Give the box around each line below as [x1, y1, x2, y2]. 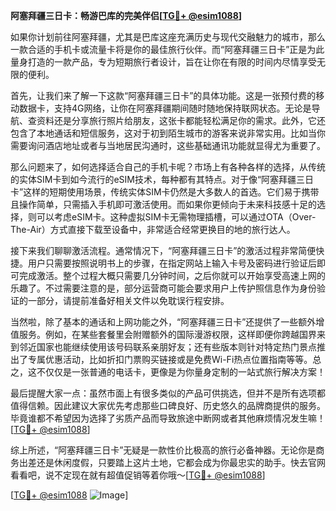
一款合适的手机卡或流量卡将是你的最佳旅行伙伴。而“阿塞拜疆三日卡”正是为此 [10, 44, 325, 55]
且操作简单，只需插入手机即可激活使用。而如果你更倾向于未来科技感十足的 [10, 199, 317, 210]
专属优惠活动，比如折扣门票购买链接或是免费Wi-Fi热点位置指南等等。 [27, 354, 313, 365]
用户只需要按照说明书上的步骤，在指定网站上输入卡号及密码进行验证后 [27, 257, 317, 269]
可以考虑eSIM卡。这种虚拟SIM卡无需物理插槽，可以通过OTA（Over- [36, 211, 317, 223]
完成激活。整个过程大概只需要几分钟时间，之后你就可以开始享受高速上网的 [18, 270, 326, 281]
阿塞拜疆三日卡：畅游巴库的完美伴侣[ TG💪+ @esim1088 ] [10, 10, 243, 21]
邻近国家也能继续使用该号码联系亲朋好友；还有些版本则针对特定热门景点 [18, 341, 317, 353]
